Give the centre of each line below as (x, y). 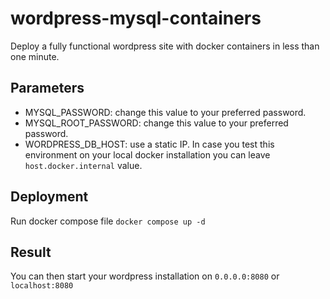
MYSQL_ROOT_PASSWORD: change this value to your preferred (156, 123)
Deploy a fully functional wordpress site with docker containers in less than (165, 46)
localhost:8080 (42, 286)
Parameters (47, 88)
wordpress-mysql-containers (136, 18)
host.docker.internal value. (83, 165)
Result (31, 252)
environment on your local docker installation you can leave (147, 154)
